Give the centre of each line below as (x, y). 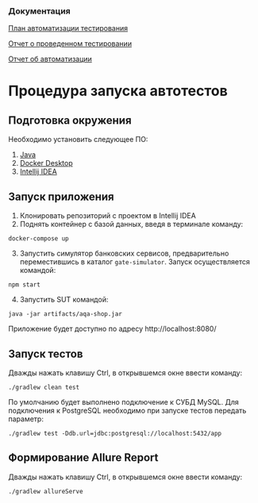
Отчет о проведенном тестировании (70, 44)
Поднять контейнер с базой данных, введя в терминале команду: (131, 225)
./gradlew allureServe (46, 491)
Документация (39, 11)
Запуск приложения (61, 196)
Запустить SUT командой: (64, 300)
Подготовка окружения (70, 120)
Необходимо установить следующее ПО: (78, 140)
